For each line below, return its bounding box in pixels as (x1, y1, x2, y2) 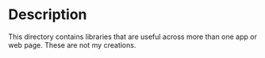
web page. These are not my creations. (8, 40, 136, 49)
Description (8, 6, 87, 24)
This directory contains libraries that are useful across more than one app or (8, 32, 258, 41)
